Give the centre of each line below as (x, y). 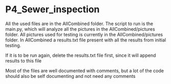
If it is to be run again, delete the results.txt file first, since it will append (81, 55)
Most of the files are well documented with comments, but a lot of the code (84, 71)
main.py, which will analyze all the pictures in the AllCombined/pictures (80, 29)
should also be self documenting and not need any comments (70, 76)
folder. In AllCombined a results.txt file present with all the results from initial (86, 40)
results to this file (24, 60)
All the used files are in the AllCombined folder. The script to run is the (79, 24)
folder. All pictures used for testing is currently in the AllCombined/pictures (84, 34)
